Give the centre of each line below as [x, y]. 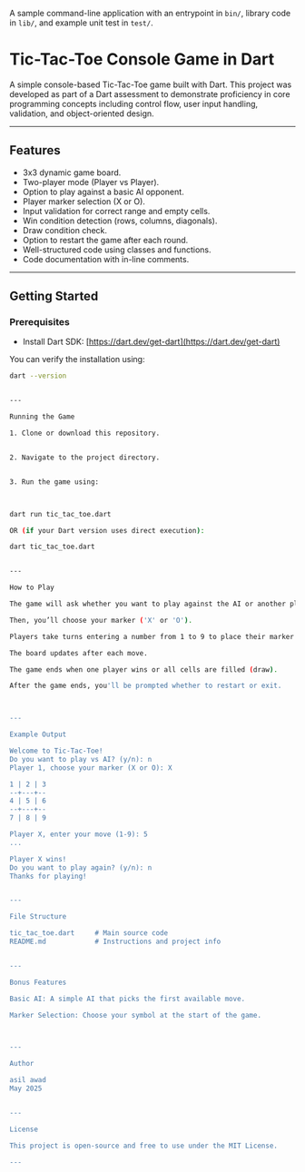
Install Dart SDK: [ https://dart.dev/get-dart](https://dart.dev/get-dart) [151, 342]
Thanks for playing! [49, 876]
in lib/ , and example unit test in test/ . [81, 23]
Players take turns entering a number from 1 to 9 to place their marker [152, 636]
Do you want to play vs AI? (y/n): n [81, 759]
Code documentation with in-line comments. [106, 259]
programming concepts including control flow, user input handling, [134, 103]
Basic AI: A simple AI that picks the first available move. [128, 999]
